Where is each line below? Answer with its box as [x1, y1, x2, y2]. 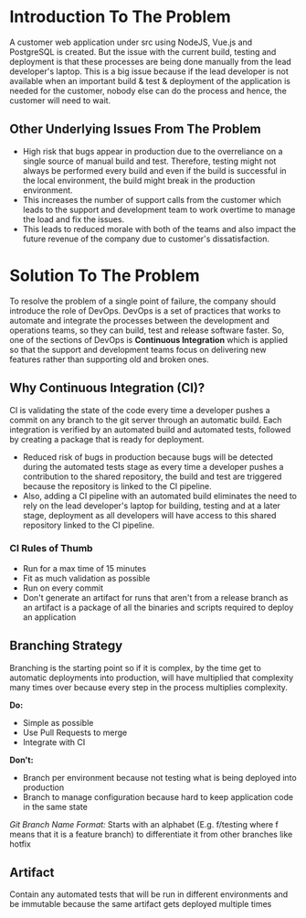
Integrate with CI [22, 736, 86, 747]
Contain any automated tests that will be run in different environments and [9, 889, 289, 900]
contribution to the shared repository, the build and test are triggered [22, 471, 282, 482]
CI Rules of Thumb [9, 542, 93, 555]
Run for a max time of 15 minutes [22, 562, 147, 573]
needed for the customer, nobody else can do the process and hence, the [9, 85, 288, 96]
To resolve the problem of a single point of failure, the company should [9, 295, 277, 306]
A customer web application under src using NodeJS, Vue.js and [9, 37, 253, 48]
